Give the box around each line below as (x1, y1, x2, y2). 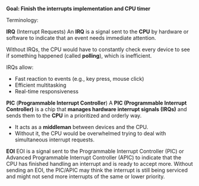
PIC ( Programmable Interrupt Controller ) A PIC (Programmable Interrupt (6, 99, 187, 106)
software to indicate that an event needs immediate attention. (6, 34, 156, 41)
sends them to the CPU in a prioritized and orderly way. (6, 112, 142, 119)
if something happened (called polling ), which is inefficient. (6, 52, 152, 59)
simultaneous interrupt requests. (14, 136, 95, 143)
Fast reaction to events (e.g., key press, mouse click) (14, 75, 144, 82)
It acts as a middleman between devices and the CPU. (14, 124, 149, 130)
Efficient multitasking (14, 81, 67, 89)
